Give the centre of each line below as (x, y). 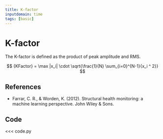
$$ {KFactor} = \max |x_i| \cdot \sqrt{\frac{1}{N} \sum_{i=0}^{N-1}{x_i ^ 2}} (82, 66)
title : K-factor (22, 10)
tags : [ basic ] (20, 19)
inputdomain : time (24, 14)
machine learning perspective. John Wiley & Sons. (63, 104)
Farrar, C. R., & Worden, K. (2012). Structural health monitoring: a (78, 99)
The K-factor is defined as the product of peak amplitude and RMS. (73, 56)
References (23, 87)
